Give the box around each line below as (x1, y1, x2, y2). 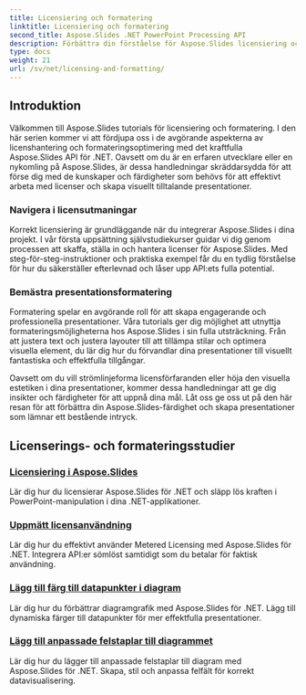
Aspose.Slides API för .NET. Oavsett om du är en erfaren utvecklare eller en (9, 152, 293, 163)
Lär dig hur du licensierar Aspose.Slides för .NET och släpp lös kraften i (9, 486, 278, 497)
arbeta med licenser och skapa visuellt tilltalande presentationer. (9, 180, 252, 192)
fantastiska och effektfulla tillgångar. (9, 355, 146, 366)
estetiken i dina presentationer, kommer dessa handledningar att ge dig (9, 383, 277, 394)
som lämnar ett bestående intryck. (9, 412, 138, 423)
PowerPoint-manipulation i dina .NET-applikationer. (9, 495, 201, 507)
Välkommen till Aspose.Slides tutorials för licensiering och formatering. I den (9, 122, 296, 133)
